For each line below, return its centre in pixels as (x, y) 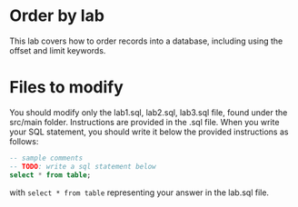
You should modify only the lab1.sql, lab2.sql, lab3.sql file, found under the (149, 112)
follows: (24, 141)
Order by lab (57, 16)
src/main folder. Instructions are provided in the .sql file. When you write (144, 122)
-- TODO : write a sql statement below (83, 166)
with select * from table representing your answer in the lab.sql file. (139, 192)
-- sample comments (46, 158)
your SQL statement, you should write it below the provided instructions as (149, 132)
